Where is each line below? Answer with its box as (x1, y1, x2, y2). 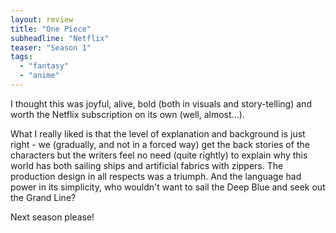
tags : (10, 52, 33, 62)
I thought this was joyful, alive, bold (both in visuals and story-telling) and (10, 97, 312, 110)
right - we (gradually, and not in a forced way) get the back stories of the (10, 138, 310, 150)
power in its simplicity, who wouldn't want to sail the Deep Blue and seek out (10, 181, 326, 193)
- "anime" (19, 71, 60, 81)
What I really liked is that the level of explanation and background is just (10, 127, 306, 140)
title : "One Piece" (10, 24, 92, 34)
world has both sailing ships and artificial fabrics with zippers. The (10, 159, 284, 171)
